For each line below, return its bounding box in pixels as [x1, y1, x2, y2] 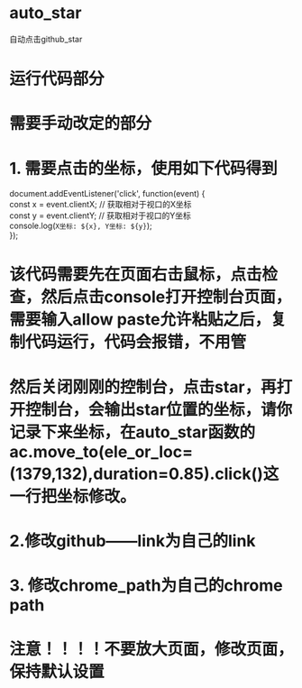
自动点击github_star [9, 33, 83, 44]
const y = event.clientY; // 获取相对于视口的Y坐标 [9, 210, 191, 221]
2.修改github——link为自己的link [9, 530, 256, 551]
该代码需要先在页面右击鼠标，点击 [9, 264, 263, 285]
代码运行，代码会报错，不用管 [25, 332, 247, 353]
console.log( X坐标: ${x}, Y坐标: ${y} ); [9, 220, 152, 232]
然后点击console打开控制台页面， [41, 287, 292, 307]
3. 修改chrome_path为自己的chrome [9, 575, 283, 595]
